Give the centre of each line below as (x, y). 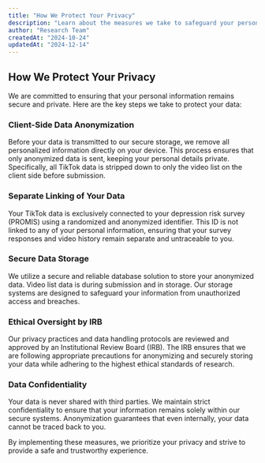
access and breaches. (44, 301)
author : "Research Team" (49, 30)
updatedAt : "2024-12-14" (49, 45)
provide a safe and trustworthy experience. (78, 450)
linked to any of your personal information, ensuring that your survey (119, 230)
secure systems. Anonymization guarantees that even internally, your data (129, 419)
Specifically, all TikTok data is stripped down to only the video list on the (125, 168)
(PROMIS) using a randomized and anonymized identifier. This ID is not (123, 221)
